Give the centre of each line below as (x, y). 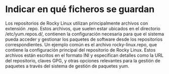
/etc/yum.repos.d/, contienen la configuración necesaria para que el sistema (85, 34)
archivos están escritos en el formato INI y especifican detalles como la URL (84, 55)
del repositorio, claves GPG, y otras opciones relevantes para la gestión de (83, 60)
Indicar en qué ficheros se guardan (80, 9)
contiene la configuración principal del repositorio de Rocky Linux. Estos (80, 50)
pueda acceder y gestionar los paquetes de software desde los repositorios (84, 39)
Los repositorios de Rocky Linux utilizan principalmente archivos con (77, 23)
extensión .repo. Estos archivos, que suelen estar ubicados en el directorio (83, 28)
